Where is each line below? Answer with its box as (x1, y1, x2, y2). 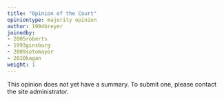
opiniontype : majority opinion (7, 16, 97, 23)
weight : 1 (7, 61, 36, 68)
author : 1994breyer (7, 23, 63, 30)
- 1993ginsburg (7, 42, 51, 49)
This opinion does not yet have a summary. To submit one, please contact (7, 80, 217, 88)
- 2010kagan (7, 55, 41, 62)
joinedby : (7, 29, 36, 36)
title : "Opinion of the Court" (7, 10, 97, 17)
